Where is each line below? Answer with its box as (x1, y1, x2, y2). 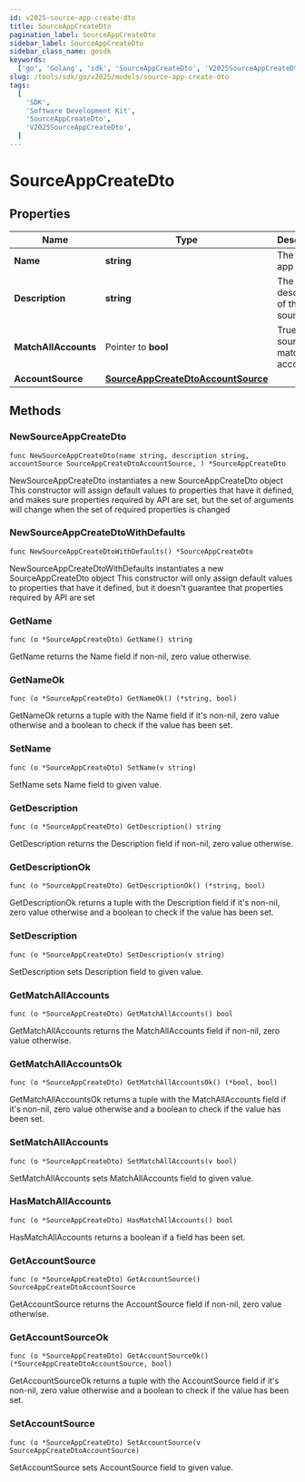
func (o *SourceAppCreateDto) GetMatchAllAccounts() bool (9, 1009, 233, 1018)
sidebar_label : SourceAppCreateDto (9, 38, 144, 48)
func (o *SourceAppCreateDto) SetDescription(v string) (9, 950, 225, 959)
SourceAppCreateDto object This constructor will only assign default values (9, 573, 293, 584)
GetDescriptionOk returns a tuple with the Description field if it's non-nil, (9, 898, 280, 908)
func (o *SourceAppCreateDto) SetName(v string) (9, 763, 197, 772)
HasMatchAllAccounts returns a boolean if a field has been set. (9, 1232, 246, 1242)
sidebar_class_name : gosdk (9, 47, 112, 56)
